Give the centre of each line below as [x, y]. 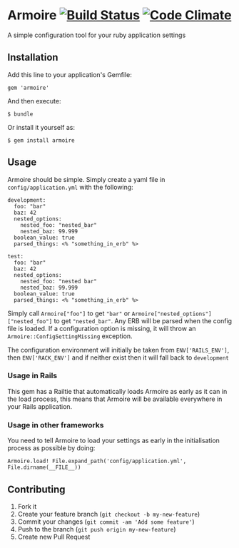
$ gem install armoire [41, 140]
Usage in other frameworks [56, 425]
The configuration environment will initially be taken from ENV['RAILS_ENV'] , [118, 350]
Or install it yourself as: [41, 127]
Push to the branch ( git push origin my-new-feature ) [97, 529]
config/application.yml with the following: [70, 187]
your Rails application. [40, 406]
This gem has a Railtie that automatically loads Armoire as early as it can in [117, 391]
